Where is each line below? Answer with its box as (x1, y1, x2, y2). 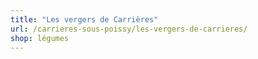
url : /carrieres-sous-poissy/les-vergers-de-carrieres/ (10, 24, 248, 34)
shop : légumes (10, 33, 70, 43)
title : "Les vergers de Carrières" (10, 14, 159, 25)
